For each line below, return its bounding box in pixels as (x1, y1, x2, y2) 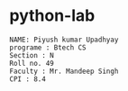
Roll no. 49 (9, 59, 54, 68)
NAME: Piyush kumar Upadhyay (9, 35, 119, 44)
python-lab (9, 5, 96, 26)
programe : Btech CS (9, 42, 87, 52)
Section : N (9, 50, 54, 59)
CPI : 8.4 (9, 74, 47, 84)
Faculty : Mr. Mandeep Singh (9, 67, 119, 76)
